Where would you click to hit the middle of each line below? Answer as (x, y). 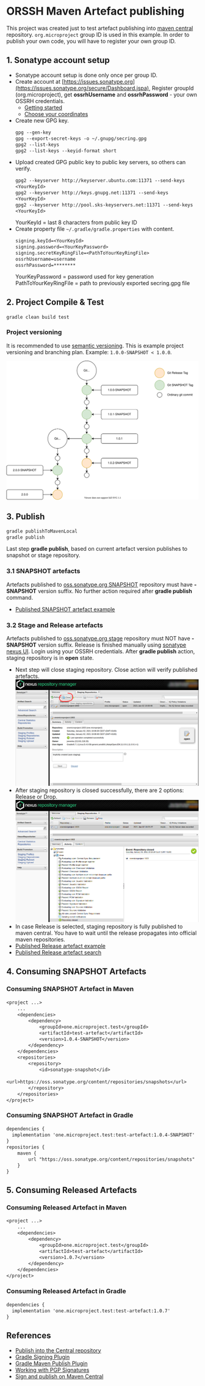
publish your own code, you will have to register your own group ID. (91, 41)
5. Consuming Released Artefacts (72, 1190)
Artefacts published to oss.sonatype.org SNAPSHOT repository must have (100, 584)
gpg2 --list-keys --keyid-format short (66, 151)
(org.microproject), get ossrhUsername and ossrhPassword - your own (106, 94)
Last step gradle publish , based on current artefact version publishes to (97, 549)
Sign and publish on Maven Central (59, 1376)
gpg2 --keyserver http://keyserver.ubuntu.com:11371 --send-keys (100, 180)
